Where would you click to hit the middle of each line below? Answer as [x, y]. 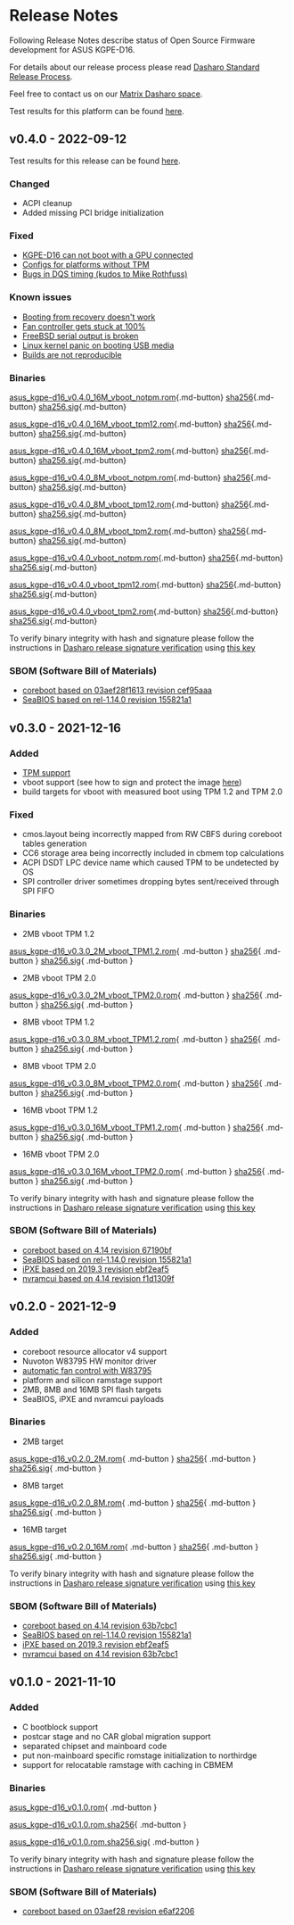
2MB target [43, 1441]
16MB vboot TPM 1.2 [60, 1110]
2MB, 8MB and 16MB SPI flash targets [92, 1390]
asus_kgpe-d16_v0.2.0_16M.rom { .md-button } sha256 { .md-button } [134, 1547]
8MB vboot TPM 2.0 [59, 1066]
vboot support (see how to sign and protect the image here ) [132, 782]
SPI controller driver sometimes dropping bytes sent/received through [151, 882]
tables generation [54, 843]
